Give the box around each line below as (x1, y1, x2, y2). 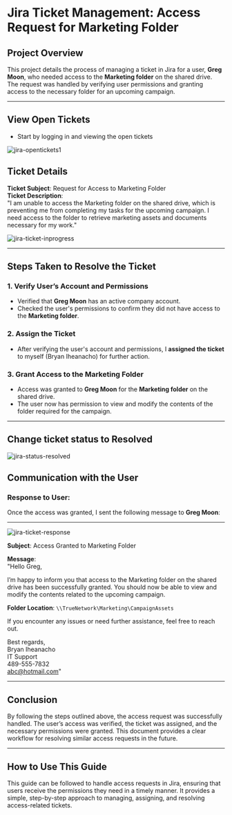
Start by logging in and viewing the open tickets (17, 132, 153, 140)
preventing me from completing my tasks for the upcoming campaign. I (7, 206, 209, 214)
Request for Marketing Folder (7, 19, 179, 35)
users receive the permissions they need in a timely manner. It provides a (7, 787, 215, 795)
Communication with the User (7, 472, 139, 484)
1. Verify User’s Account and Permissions (7, 281, 148, 291)
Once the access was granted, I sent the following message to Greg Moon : (7, 508, 221, 516)
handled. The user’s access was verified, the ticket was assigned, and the (7, 720, 217, 728)
